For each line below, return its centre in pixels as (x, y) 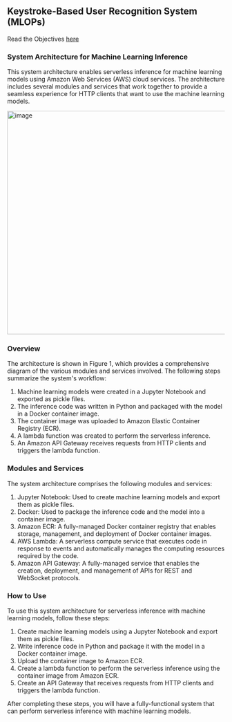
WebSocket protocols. (49, 577)
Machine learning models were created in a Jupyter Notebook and (111, 392)
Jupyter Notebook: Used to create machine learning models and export (118, 497)
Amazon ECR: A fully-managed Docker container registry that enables (116, 526)
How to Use (27, 595)
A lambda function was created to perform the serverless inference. (114, 436)
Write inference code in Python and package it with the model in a (111, 646)
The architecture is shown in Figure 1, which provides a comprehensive (108, 364)
